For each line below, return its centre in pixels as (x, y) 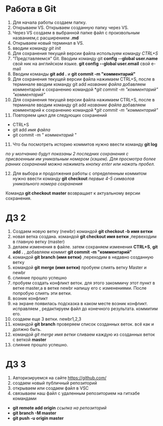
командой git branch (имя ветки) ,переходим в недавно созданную (83, 257)
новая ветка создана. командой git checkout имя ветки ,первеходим (84, 236)
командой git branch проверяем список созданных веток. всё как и (83, 324)
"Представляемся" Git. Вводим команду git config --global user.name (85, 58)
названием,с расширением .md (46, 38)
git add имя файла (31, 130)
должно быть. (27, 329)
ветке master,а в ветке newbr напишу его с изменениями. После (80, 288)
